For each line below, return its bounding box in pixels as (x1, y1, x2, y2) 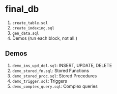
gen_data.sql (12, 31, 39, 36)
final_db (5, 3, 39, 15)
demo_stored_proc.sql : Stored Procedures (12, 72, 97, 79)
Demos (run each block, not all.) (12, 35, 78, 41)
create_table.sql (12, 21, 48, 25)
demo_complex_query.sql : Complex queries (12, 83, 98, 89)
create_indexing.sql (12, 25, 55, 30)
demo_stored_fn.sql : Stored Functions (12, 68, 89, 73)
